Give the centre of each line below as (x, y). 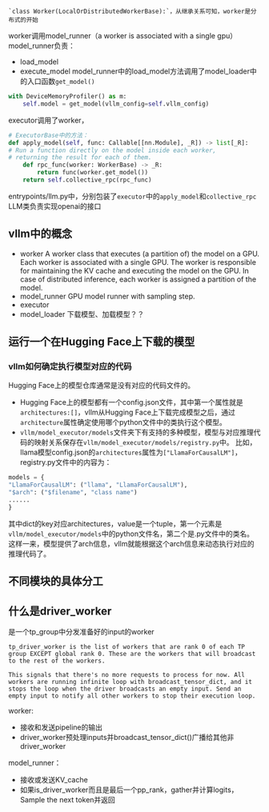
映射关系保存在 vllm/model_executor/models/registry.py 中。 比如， (145, 442)
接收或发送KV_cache (54, 779)
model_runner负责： (42, 46)
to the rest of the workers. (57, 661)
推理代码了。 (29, 554)
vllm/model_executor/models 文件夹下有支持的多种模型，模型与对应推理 (137, 432)
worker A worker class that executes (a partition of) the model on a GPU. (140, 254)
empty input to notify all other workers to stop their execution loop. (132, 696)
